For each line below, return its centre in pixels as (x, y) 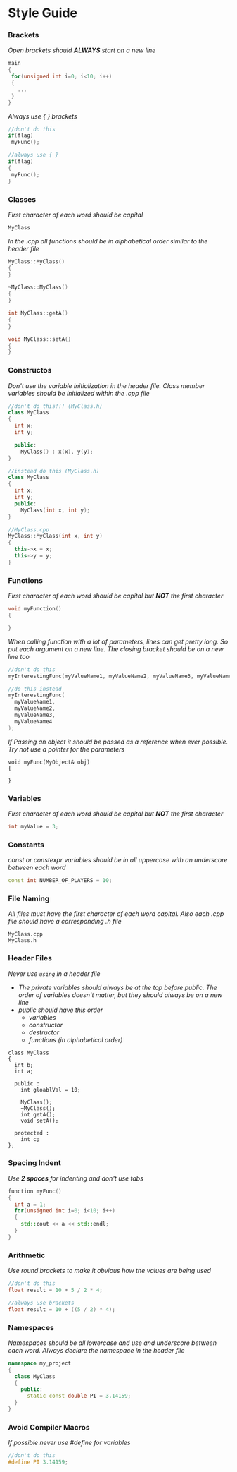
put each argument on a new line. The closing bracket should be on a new (116, 649)
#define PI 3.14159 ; (38, 1462)
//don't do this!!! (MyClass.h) (55, 406)
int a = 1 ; (30, 1205)
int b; (24, 1065)
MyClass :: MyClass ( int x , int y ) (55, 536)
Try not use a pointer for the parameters (66, 749)
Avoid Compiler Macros (49, 1427)
